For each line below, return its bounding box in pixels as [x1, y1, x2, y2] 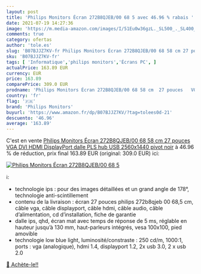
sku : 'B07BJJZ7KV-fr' [6, 53, 60, 59]
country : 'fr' [6, 93, 42, 99]
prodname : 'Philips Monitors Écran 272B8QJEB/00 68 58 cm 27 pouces [6, 87, 184, 93]
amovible [14, 230, 38, 237]
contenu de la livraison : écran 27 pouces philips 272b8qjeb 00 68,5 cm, [14, 198, 193, 205]
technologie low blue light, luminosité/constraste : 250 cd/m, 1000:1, [14, 237, 184, 244]
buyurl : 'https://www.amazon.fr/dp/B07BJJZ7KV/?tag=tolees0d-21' [6, 109, 172, 115]
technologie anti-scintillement [14, 192, 89, 199]
